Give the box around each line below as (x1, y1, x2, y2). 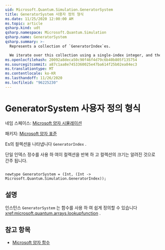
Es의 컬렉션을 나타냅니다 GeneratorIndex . (5, 141, 87, 147)
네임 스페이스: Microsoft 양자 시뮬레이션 (5, 120, 82, 126)
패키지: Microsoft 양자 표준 (5, 130, 57, 136)
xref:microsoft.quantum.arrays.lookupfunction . (5, 210, 101, 216)
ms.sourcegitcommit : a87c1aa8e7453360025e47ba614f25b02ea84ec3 (5, 62, 137, 67)
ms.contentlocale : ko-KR (5, 71, 56, 76)
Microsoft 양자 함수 (12, 240, 50, 246)
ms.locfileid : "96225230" (5, 80, 58, 85)
